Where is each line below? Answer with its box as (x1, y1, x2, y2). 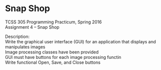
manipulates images (5, 44, 45, 50)
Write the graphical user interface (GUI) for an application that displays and (5, 38, 156, 44)
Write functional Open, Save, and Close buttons (5, 59, 101, 65)
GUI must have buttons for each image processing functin (5, 54, 121, 60)
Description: (5, 34, 30, 39)
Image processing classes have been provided (5, 49, 99, 55)
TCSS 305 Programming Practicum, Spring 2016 (5, 19, 102, 25)
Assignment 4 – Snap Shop (5, 24, 60, 30)
